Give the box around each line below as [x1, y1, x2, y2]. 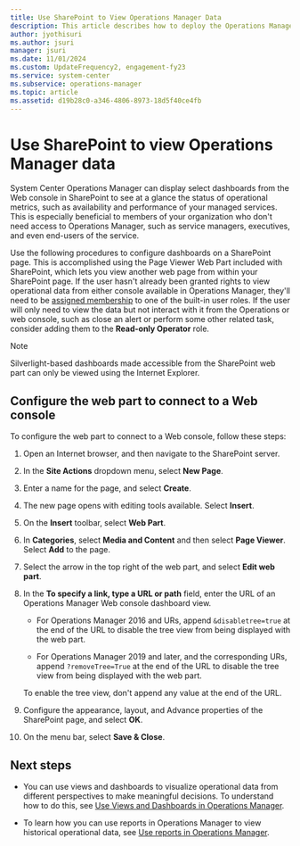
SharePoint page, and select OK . [22, 715, 143, 726]
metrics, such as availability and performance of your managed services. [10, 202, 278, 212]
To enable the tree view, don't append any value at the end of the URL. [22, 688, 283, 699]
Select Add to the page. [22, 544, 110, 555]
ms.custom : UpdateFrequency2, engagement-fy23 [10, 63, 186, 72]
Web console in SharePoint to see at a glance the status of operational [10, 193, 268, 203]
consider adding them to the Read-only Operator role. [10, 323, 210, 335]
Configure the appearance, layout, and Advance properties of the [22, 705, 264, 716]
